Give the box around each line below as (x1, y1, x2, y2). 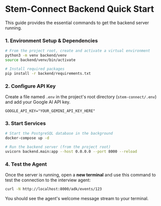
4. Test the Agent (5, 161, 47, 168)
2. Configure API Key (5, 83, 56, 89)
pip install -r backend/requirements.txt (5, 71, 91, 76)
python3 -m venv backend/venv (5, 53, 67, 58)
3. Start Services (5, 119, 46, 126)
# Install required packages (5, 66, 65, 71)
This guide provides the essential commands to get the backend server (5, 20, 149, 26)
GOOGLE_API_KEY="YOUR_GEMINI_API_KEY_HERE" (5, 108, 96, 114)
